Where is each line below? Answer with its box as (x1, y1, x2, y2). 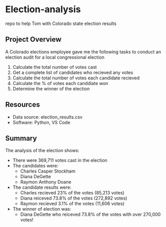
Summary (5, 134, 37, 143)
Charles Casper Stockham (20, 168, 75, 174)
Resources (5, 100, 40, 109)
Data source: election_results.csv (12, 113, 83, 120)
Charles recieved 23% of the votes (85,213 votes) (20, 190, 125, 196)
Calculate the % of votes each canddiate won (12, 80, 108, 86)
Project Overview (5, 35, 62, 44)
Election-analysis (5, 4, 81, 15)
